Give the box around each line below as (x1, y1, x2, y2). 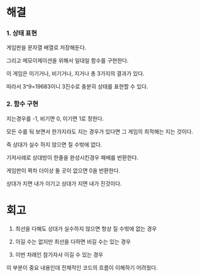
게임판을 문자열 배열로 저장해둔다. (6, 44, 87, 51)
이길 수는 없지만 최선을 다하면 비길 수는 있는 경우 (15, 238, 131, 245)
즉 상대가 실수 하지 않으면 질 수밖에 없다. (6, 141, 103, 148)
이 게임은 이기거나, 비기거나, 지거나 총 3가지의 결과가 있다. (6, 70, 145, 77)
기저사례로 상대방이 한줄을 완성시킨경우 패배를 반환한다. (6, 153, 139, 161)
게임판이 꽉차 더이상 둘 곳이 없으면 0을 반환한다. (6, 166, 121, 174)
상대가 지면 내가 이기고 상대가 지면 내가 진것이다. (6, 180, 122, 187)
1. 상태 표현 (6, 29, 37, 37)
